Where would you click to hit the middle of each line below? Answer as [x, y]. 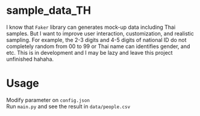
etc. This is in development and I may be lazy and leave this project [89, 52]
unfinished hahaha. [30, 59]
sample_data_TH [49, 11]
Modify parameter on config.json [48, 100]
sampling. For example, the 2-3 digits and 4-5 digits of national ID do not [96, 40]
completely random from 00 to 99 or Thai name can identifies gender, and [98, 46]
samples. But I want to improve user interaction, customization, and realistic [100, 33]
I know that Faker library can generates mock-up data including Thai [91, 27]
